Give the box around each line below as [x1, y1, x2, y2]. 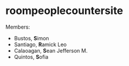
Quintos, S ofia [13, 53, 49, 60]
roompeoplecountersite [5, 4, 124, 18]
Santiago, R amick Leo [13, 41, 67, 48]
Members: [5, 23, 30, 30]
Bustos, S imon [13, 34, 49, 41]
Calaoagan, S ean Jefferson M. [13, 47, 88, 54]
